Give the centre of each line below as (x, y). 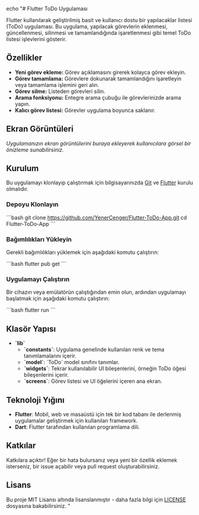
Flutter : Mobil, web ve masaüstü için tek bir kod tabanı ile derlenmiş (98, 414)
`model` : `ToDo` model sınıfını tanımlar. (71, 362)
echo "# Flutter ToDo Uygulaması (47, 9)
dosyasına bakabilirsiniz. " (38, 505)
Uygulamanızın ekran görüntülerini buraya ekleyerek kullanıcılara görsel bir (99, 143)
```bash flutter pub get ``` (36, 264)
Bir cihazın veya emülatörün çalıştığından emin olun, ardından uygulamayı (96, 292)
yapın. (22, 104)
